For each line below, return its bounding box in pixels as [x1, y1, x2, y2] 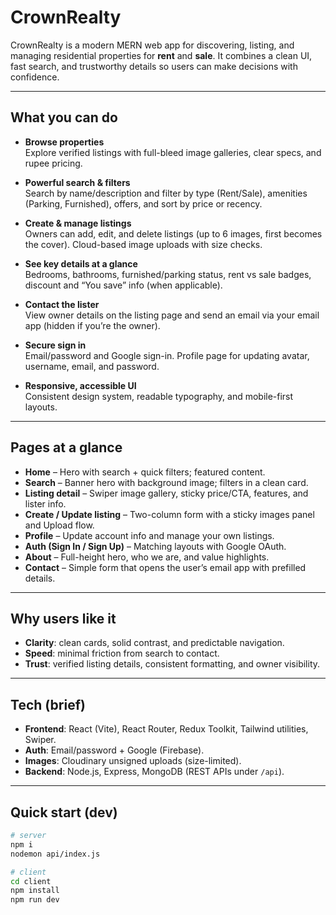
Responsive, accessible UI [24, 379, 137, 391]
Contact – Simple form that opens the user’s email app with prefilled [24, 561, 307, 573]
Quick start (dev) [10, 804, 118, 821]
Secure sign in [24, 339, 87, 351]
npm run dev [10, 895, 60, 905]
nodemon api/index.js [10, 849, 101, 859]
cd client [10, 876, 52, 886]
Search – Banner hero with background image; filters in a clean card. [24, 476, 309, 488]
